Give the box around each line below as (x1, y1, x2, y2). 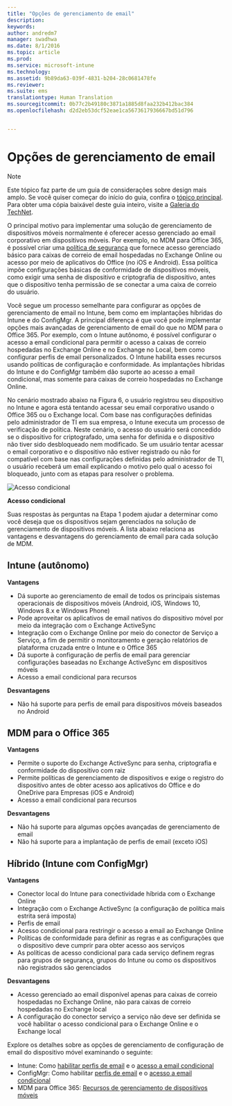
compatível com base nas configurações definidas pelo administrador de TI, (7, 454, 225, 463)
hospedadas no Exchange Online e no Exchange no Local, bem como (7, 345, 206, 354)
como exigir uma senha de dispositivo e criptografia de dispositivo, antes (7, 272, 216, 281)
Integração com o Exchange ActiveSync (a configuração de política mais (17, 905, 225, 913)
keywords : (7, 23, 36, 30)
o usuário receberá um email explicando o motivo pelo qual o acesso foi (7, 462, 213, 470)
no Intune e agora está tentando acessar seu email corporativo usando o (7, 403, 215, 411)
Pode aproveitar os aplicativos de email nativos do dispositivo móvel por (17, 613, 224, 622)
